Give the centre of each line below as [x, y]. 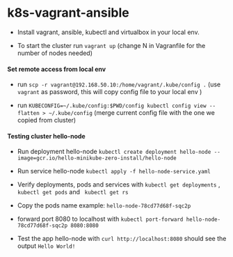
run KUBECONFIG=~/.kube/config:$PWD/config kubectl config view [112, 105]
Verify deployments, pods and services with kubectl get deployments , [119, 185]
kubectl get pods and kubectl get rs [73, 192]
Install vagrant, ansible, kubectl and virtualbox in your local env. [108, 32]
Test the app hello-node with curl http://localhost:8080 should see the [122, 239]
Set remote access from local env [57, 69]
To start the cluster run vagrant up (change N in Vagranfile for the [111, 45]
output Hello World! [46, 246]
